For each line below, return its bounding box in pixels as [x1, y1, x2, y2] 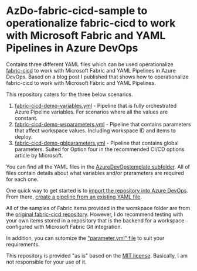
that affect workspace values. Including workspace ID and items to [14, 127, 176, 134]
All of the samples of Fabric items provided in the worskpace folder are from [6, 204, 191, 211]
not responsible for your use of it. [6, 258, 87, 265]
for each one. [6, 176, 39, 183]
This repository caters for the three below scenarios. [6, 91, 133, 98]
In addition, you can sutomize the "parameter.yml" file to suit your [6, 234, 165, 241]
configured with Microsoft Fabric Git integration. [6, 223, 123, 230]
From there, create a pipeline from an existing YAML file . [6, 193, 142, 200]
